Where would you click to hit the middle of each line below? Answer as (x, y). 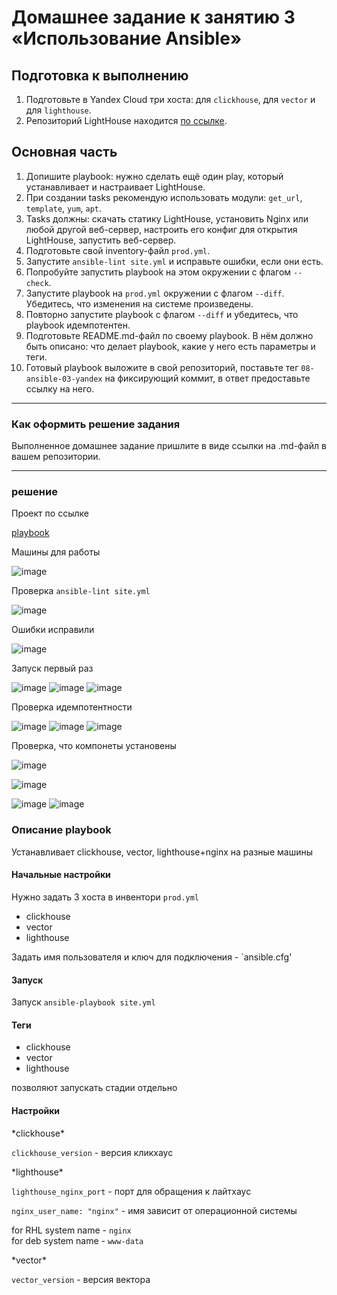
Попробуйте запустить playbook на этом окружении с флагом (158, 272)
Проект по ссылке (50, 513)
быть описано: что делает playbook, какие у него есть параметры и (170, 346)
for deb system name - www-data (77, 1240)
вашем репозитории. (56, 457)
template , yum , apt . (64, 208)
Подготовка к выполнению (100, 75)
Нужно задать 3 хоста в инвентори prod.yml (105, 897)
